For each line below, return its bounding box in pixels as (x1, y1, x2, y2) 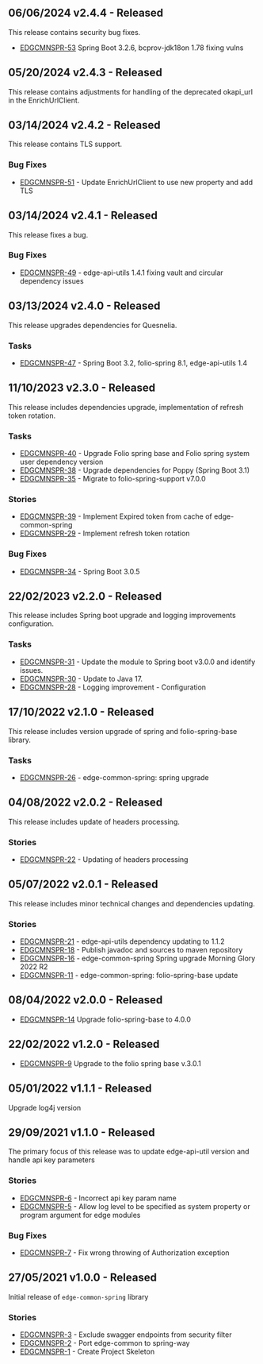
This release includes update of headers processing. (8, 817, 181, 826)
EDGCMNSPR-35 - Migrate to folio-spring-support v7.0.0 (19, 474, 206, 484)
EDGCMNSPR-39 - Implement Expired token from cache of (19, 512, 212, 521)
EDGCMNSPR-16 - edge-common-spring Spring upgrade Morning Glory (19, 953, 256, 964)
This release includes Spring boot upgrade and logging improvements (8, 611, 236, 620)
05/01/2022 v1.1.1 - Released (8, 1082, 152, 1095)
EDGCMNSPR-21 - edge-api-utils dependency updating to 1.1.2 (19, 937, 225, 946)
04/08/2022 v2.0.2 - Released (8, 796, 163, 810)
